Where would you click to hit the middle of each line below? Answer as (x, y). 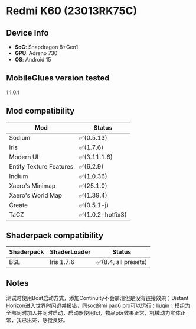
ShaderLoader (70, 252)
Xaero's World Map (35, 195)
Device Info (27, 33)
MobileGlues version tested (58, 78)
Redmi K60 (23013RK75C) (72, 11)
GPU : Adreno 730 (36, 53)
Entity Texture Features (41, 166)
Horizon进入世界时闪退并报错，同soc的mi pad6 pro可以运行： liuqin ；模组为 (98, 305)
